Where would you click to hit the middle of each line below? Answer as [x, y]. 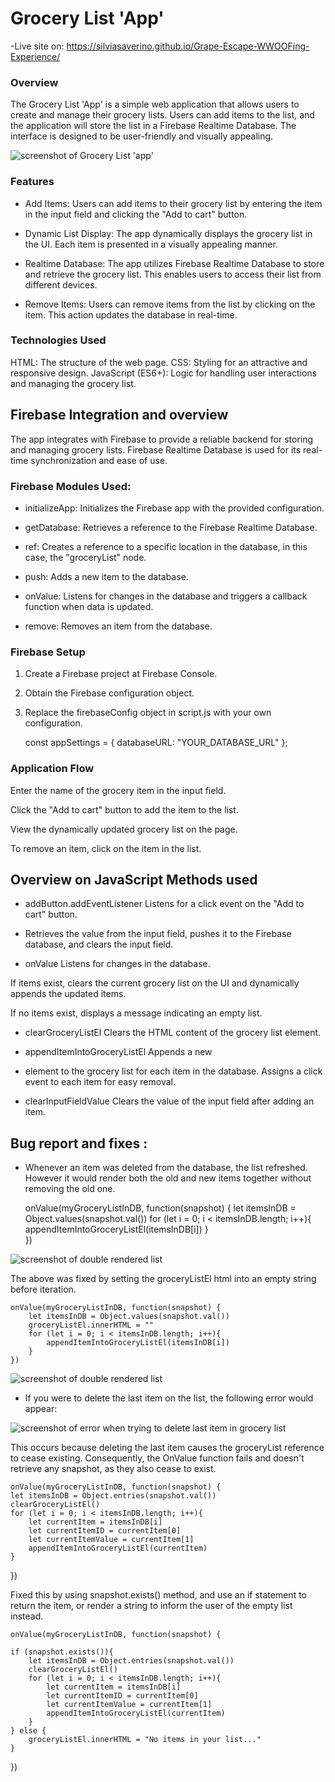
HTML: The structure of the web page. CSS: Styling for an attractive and [159, 362]
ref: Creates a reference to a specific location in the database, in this [166, 546]
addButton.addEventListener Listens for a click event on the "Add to [164, 904]
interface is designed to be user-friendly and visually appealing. [142, 136]
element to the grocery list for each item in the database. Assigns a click [173, 1071]
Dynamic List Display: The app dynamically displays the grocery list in [168, 233]
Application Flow [52, 769]
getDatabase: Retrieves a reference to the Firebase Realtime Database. [171, 527]
